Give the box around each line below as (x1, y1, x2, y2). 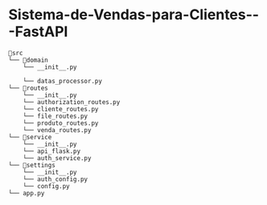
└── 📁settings (8, 161, 56, 169)
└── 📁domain (8, 56, 48, 64)
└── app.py (8, 189, 45, 197)
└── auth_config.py (23, 175, 88, 183)
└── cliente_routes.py (23, 105, 99, 113)
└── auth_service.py (23, 154, 92, 162)
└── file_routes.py (23, 112, 88, 120)
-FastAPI (8, 22, 68, 41)
